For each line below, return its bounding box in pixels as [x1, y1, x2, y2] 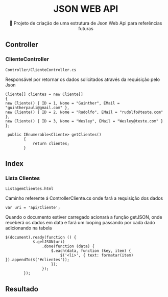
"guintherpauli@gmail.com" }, [5, 105, 70, 110]
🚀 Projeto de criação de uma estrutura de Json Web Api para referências [9, 20, 162, 26]
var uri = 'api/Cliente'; [5, 205, 60, 210]
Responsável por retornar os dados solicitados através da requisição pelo [5, 76, 160, 82]
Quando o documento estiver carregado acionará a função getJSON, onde [5, 214, 162, 220]
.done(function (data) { [41, 244, 95, 249]
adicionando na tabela [5, 225, 52, 231]
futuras [78, 25, 93, 31]
